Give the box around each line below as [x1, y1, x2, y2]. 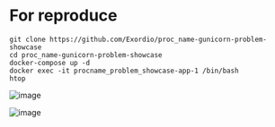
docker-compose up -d [9, 58, 91, 67]
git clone [9, 35, 47, 44]
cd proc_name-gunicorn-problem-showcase [9, 50, 164, 59]
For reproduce [9, 5, 119, 26]
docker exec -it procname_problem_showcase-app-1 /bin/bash [9, 66, 240, 75]
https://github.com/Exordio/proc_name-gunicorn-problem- [49, 35, 268, 44]
